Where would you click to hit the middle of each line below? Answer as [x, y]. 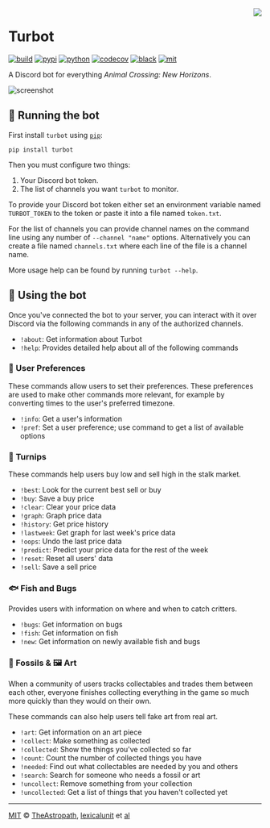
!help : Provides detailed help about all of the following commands [129, 347]
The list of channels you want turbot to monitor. [99, 189]
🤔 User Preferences [47, 368]
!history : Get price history [64, 524]
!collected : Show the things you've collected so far [105, 749]
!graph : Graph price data [61, 516]
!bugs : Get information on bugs [71, 625]
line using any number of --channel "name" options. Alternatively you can [129, 237]
